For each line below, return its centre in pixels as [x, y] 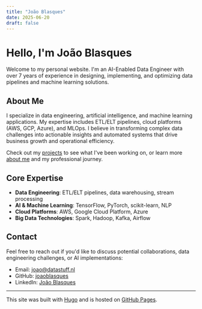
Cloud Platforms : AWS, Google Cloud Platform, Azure [81, 212]
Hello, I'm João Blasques [69, 53]
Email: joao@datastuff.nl [45, 269]
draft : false [23, 23]
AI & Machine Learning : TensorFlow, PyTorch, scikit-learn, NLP [93, 205]
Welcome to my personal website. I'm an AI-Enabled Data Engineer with [95, 69]
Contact [22, 237]
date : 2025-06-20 [28, 17]
